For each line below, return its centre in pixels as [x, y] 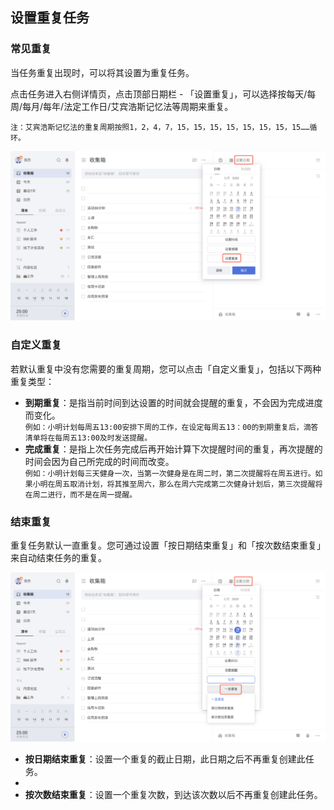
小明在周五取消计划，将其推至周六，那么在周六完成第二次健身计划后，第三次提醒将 [177, 484]
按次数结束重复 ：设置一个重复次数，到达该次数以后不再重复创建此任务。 [173, 795]
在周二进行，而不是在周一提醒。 [81, 494]
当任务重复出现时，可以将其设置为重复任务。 [102, 72]
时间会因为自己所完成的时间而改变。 [99, 461]
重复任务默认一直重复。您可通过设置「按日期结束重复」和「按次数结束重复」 [168, 545]
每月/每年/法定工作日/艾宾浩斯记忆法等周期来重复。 [128, 106]
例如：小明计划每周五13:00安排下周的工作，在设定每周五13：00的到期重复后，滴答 [171, 427]
